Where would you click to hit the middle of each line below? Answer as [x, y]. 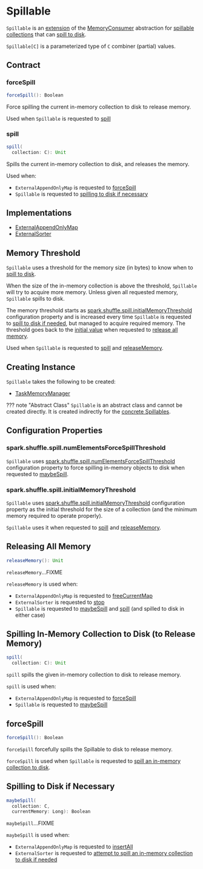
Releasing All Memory [49, 547]
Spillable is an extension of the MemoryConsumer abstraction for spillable [100, 28]
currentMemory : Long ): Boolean [51, 812]
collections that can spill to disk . [46, 34]
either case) [30, 615]
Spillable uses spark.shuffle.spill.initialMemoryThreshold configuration [96, 503]
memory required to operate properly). [55, 515]
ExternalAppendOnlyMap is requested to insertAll [74, 847]
